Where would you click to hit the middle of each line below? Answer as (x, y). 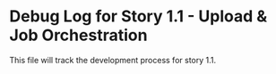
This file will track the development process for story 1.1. (113, 60)
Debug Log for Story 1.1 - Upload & (138, 16)
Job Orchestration (78, 35)
